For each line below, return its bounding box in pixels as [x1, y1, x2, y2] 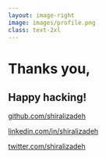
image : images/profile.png [8, 19, 96, 27]
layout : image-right [8, 11, 76, 20]
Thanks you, [8, 59, 91, 77]
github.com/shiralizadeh [8, 111, 86, 121]
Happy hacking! [8, 91, 87, 104]
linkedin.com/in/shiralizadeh [8, 127, 99, 136]
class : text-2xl [8, 26, 61, 34]
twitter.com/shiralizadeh [8, 142, 86, 151]
